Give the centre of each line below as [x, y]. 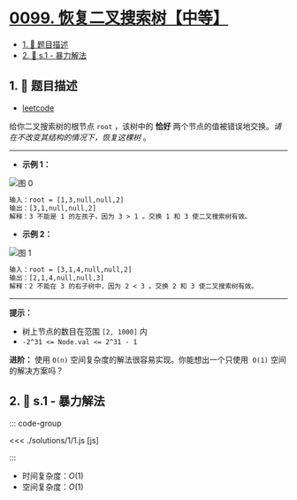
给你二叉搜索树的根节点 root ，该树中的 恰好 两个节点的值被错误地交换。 [141, 126]
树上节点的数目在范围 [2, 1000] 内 [85, 331]
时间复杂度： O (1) [53, 475]
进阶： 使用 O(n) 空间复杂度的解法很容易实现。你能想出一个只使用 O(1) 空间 [148, 360]
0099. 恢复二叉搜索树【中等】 [119, 18]
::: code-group [35, 423]
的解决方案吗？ [36, 371]
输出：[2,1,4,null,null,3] [57, 278]
